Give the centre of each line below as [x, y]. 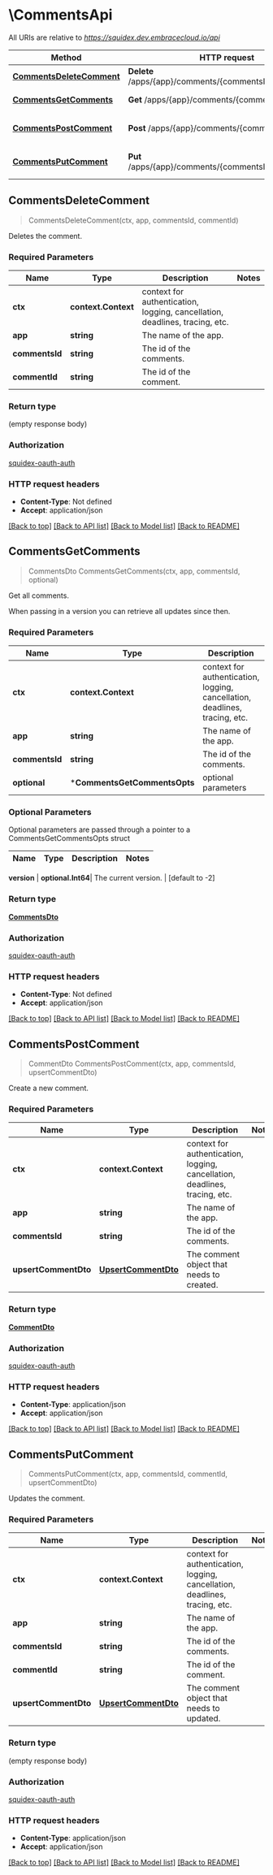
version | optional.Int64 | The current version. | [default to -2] [112, 878]
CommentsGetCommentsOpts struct [69, 838]
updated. [204, 1718]
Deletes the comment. [45, 236]
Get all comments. [39, 595]
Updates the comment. [47, 1498]
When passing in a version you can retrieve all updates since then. [119, 611]
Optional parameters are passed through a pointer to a [100, 829]
